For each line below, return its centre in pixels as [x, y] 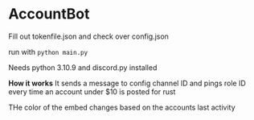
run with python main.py [48, 52]
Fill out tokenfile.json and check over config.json [88, 36]
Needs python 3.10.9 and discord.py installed [83, 67]
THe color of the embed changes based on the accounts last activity [122, 107]
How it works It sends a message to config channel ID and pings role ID [127, 83]
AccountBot [49, 14]
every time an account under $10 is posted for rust [92, 91]
